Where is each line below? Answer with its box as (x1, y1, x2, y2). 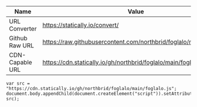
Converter (9, 25, 37, 33)
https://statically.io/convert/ (42, 21, 119, 29)
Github (9, 34, 28, 42)
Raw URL (9, 42, 34, 49)
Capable (9, 58, 32, 66)
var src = (6, 81, 30, 87)
